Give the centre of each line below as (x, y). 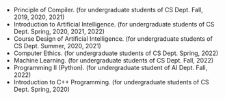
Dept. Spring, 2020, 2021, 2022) (59, 31)
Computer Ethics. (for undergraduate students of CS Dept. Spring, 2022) (116, 53)
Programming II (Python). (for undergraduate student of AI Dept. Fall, (110, 68)
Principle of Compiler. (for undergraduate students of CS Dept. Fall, (108, 10)
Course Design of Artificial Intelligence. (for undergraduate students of (113, 39)
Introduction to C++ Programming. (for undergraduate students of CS (111, 82)
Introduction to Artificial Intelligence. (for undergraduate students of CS (114, 24)
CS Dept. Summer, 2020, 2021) (57, 46)
